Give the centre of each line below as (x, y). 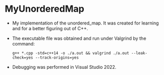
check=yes (23, 57)
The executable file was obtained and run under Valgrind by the (79, 38)
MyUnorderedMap (45, 9)
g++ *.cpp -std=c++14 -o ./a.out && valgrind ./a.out (71, 53)
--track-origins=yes (57, 57)
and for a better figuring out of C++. (50, 28)
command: (24, 43)
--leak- (139, 53)
